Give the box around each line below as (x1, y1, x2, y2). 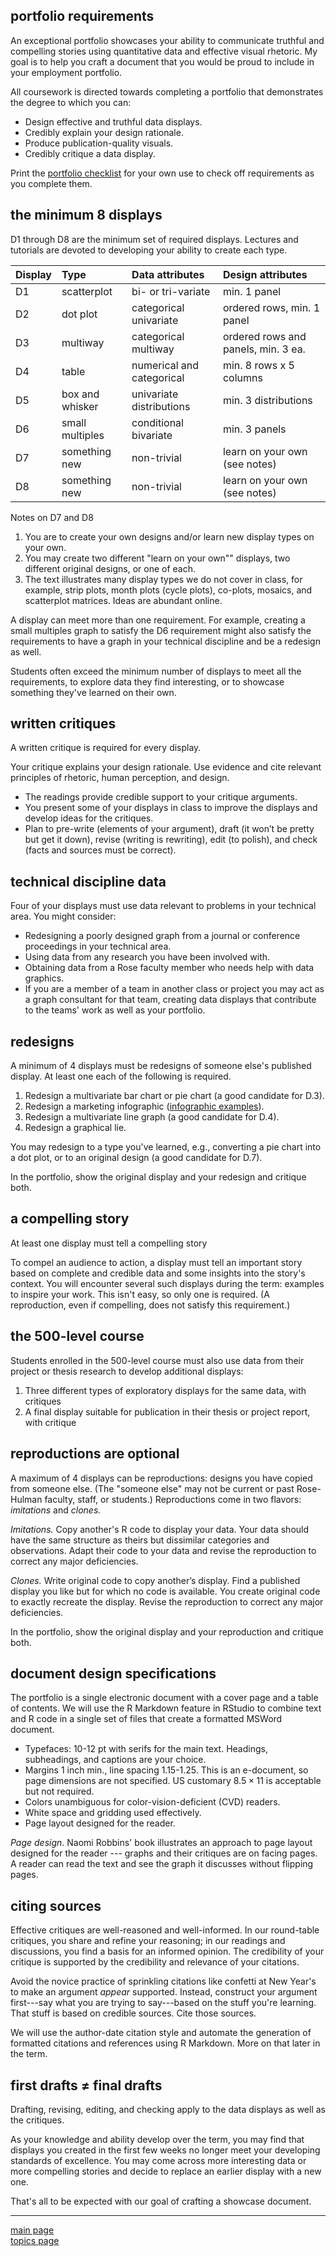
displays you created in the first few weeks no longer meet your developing (10, 2144, 321, 2156)
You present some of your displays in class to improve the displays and (24, 802, 318, 814)
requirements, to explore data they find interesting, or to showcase (10, 675, 285, 688)
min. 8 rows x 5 (222, 358, 295, 372)
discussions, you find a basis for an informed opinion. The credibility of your (10, 1945, 325, 1958)
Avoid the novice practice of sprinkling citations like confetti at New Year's (10, 1975, 317, 1988)
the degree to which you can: (10, 96, 132, 108)
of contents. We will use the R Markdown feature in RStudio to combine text (10, 1702, 322, 1714)
